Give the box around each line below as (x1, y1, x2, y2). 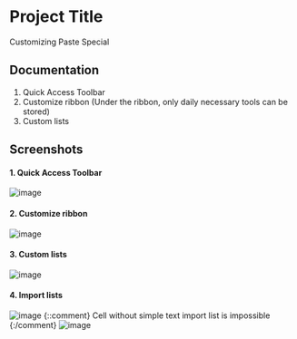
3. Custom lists (9, 249, 68, 260)
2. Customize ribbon (9, 208, 88, 218)
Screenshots (9, 142, 84, 158)
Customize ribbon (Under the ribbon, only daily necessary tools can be (22, 96, 289, 107)
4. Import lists (9, 290, 64, 301)
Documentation (9, 63, 100, 78)
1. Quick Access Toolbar (9, 167, 103, 178)
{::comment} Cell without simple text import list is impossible (44, 310, 271, 321)
